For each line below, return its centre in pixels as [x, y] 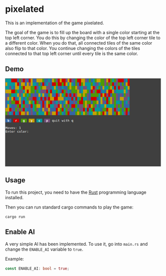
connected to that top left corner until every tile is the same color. [72, 54]
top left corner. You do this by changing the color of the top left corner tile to [83, 38]
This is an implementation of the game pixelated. [55, 23]
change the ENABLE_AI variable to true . [44, 249]
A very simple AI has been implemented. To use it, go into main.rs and [77, 244]
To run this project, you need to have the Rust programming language [76, 192]
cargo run [15, 217]
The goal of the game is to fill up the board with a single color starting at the [82, 32]
